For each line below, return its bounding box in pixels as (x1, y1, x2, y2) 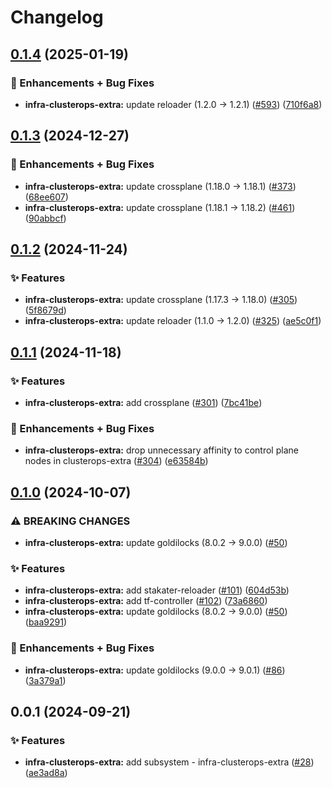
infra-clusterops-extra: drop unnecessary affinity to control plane (24, 444, 299, 456)
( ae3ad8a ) (24, 767, 68, 779)
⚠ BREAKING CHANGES (10, 514, 131, 528)
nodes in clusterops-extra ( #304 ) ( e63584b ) (24, 455, 209, 467)
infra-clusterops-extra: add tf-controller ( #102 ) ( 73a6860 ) (24, 595, 268, 607)
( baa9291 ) (24, 616, 68, 628)
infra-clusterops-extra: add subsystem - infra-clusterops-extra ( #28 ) (24, 756, 315, 768)
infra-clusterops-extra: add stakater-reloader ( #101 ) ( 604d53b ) (24, 584, 290, 596)
